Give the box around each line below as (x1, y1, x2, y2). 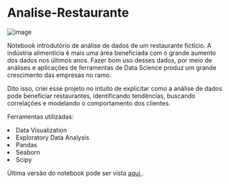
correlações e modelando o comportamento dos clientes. (7, 99, 171, 107)
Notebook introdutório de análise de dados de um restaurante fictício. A (7, 41, 212, 49)
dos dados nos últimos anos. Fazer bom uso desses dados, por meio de (7, 56, 212, 64)
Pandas (16, 140, 37, 149)
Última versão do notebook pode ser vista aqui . (7, 169, 144, 177)
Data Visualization (16, 126, 68, 134)
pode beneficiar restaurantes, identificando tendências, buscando (7, 92, 196, 100)
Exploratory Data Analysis (16, 133, 90, 142)
